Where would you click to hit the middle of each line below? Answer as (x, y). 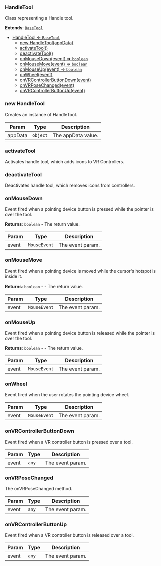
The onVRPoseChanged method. (39, 488)
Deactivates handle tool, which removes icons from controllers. (70, 185)
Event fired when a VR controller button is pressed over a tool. (69, 442)
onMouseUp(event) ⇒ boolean (51, 69)
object (40, 135)
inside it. (14, 276)
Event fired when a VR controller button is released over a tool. (70, 535)
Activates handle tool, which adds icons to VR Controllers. (65, 161)
